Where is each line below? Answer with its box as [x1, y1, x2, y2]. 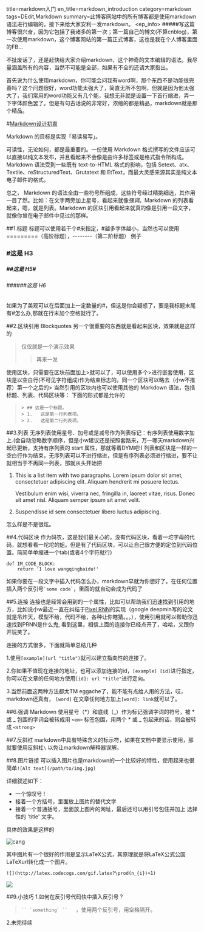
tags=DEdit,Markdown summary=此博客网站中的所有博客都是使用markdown [6, 13, 197, 20]
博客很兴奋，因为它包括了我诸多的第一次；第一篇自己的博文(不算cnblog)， [6, 28, 192, 35]
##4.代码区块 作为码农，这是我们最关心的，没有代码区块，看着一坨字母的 [6, 533, 190, 541]
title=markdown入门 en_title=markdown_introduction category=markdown [6, 5, 192, 12]
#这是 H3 [6, 248, 33, 257]
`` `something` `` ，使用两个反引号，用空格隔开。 [21, 906, 156, 913]
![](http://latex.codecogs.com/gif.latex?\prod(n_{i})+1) [6, 870, 156, 876]
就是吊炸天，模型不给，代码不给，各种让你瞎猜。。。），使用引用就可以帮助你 [6, 613, 192, 620]
